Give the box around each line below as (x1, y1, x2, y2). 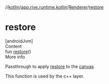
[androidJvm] (5, 38, 33, 44)
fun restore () (5, 48, 31, 54)
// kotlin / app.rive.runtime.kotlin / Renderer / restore (5, 4, 104, 10)
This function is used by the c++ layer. (5, 73, 84, 79)
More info (5, 54, 25, 60)
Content (5, 43, 22, 49)
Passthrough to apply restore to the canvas (5, 63, 94, 69)
